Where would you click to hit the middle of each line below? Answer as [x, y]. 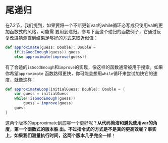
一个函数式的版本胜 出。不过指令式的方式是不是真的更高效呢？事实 [88, 129]
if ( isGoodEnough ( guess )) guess [47, 52]
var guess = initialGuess [42, 94]
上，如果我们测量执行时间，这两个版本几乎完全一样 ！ [61, 135]
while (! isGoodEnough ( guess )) [45, 99]
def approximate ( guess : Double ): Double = [50, 47]
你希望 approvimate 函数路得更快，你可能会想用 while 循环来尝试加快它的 [79, 73]
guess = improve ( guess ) [48, 103]
